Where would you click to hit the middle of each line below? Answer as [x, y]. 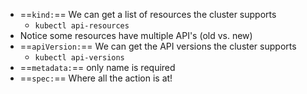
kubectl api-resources [82, 26]
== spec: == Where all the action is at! [96, 78]
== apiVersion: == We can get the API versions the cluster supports [158, 46]
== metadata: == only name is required [97, 67]
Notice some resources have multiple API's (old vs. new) [136, 35]
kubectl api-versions [79, 58]
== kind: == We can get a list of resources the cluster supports [148, 14]
